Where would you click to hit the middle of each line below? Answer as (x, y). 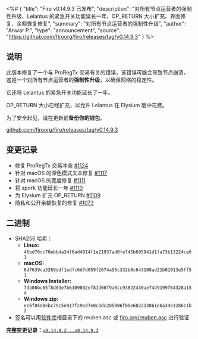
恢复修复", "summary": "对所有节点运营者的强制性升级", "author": (106, 24)
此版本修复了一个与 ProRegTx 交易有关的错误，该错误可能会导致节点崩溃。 (98, 72)
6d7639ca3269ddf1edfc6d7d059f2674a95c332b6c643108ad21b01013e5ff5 (108, 270)
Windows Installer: (48, 281)
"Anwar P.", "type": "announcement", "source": (63, 30)
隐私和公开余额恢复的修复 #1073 (54, 203)
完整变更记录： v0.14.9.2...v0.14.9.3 (53, 330)
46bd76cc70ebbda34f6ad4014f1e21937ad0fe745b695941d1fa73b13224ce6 (108, 252)
